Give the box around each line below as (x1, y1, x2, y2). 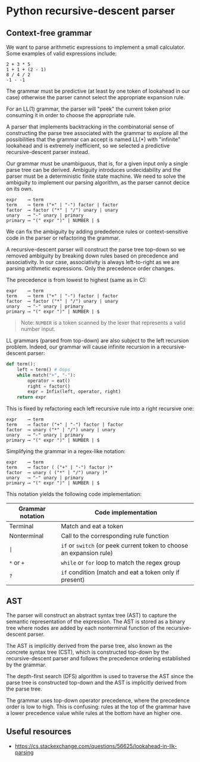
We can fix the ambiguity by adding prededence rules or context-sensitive (6, 228, 189, 235)
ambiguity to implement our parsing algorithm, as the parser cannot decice (6, 179, 190, 186)
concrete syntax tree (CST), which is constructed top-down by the (6, 648, 169, 656)
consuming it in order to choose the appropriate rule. (6, 112, 136, 118)
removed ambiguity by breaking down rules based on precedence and (6, 252, 179, 259)
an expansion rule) (61, 549, 113, 557)
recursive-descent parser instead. (6, 149, 90, 155)
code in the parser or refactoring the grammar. (6, 234, 120, 242)
